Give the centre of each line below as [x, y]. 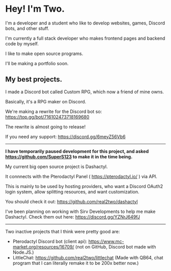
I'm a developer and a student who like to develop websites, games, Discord [85, 23]
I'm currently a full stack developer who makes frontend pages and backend [85, 38]
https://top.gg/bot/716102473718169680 [47, 117]
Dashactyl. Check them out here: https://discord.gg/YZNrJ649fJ [73, 216]
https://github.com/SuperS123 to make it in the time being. [69, 156]
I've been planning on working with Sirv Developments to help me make [80, 211]
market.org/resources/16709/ [44, 247]
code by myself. [22, 43]
